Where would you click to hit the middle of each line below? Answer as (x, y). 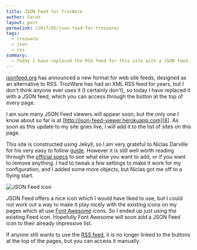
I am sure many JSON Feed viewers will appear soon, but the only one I (93, 114)
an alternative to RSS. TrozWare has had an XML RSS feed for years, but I (95, 84)
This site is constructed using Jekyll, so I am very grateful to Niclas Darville (97, 144)
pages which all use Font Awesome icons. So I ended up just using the (91, 211)
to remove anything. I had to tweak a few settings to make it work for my (94, 163)
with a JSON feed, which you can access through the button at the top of (95, 96)
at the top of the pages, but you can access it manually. (73, 241)
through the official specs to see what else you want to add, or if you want (96, 156)
